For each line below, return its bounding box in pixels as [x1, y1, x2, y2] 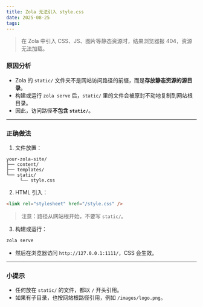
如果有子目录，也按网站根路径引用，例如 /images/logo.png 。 [14, 294, 166, 302]
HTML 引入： [14, 188, 48, 196]
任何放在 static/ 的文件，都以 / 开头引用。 [14, 286, 123, 294]
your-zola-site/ [6, 156, 47, 162]
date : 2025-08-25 [6, 15, 50, 21]
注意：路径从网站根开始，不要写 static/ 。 [21, 213, 127, 220]
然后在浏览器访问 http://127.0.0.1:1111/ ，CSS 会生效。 [14, 249, 158, 256]
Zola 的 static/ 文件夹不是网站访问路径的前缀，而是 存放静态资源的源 [14, 76, 187, 84]
